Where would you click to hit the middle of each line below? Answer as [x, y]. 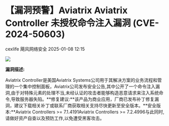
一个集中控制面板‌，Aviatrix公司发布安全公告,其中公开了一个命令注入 [85, 86]
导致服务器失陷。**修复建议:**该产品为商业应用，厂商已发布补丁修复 [83, 99]
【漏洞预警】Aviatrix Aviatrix [66, 10]
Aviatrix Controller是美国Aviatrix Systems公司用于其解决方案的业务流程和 [81, 80]
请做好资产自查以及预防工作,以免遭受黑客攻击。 [55, 118]
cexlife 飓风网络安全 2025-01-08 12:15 [45, 49]
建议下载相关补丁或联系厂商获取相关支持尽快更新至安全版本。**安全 [85, 105]
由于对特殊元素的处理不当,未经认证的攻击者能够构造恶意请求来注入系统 [85, 92]
